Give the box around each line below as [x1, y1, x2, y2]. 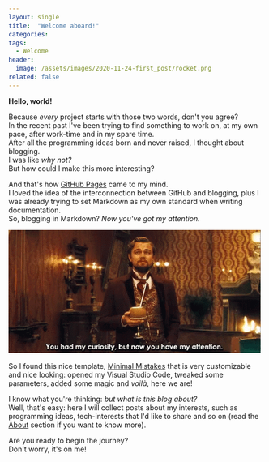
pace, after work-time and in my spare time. [8, 129, 155, 139]
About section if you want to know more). [8, 420, 147, 430]
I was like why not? [8, 155, 72, 165]
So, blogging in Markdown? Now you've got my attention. [8, 213, 200, 223]
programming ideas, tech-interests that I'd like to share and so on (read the [8, 411, 259, 421]
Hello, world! [8, 96, 53, 105]
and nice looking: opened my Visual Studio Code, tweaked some [8, 370, 224, 379]
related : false [8, 73, 60, 81]
